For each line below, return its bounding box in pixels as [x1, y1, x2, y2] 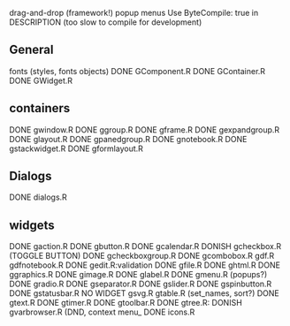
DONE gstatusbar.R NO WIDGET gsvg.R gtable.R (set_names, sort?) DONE [9, 288, 280, 299]
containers [9, 101, 71, 116]
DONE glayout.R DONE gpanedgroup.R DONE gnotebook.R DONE [9, 133, 248, 144]
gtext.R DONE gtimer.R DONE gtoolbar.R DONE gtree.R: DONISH [9, 298, 243, 308]
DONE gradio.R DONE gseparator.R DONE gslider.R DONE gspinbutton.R [9, 278, 272, 290]
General [9, 42, 55, 57]
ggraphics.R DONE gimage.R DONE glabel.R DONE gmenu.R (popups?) [9, 269, 268, 280]
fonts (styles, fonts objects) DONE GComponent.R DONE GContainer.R [9, 65, 266, 76]
